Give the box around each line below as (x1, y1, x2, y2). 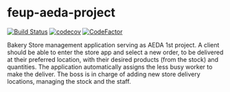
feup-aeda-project (7, 5, 115, 21)
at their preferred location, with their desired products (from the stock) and (7, 55, 218, 63)
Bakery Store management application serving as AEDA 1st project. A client (7, 41, 220, 49)
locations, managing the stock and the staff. (7, 77, 132, 85)
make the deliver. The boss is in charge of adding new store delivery (7, 70, 200, 78)
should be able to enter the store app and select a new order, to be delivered (7, 48, 224, 56)
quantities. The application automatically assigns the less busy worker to (7, 62, 213, 71)
